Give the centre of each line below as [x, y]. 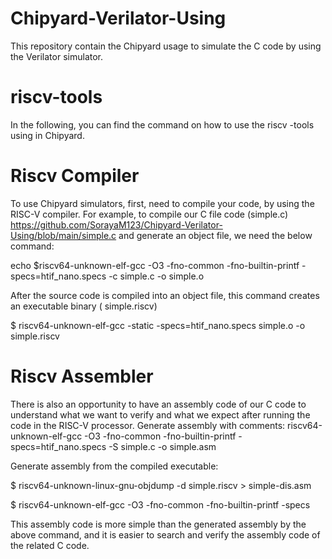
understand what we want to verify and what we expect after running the [160, 414]
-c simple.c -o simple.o [156, 276]
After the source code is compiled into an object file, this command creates [165, 295]
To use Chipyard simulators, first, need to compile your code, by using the [162, 203]
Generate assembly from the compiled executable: [114, 466]
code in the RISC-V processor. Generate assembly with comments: [148, 425]
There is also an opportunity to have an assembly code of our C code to [158, 404]
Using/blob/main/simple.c [63, 235]
